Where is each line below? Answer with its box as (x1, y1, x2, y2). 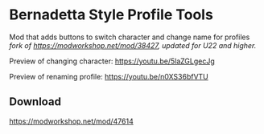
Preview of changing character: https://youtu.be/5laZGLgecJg (9, 56, 216, 66)
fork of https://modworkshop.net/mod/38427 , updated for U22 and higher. (9, 40, 257, 50)
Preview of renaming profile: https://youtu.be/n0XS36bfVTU (9, 71, 208, 81)
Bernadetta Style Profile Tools (9, 6, 214, 24)
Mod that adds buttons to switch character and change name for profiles (9, 32, 250, 42)
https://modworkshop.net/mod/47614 (9, 116, 134, 126)
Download (9, 95, 61, 109)
